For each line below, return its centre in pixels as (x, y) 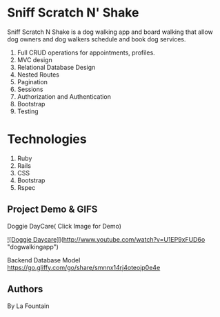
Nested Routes (38, 75)
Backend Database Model (44, 260)
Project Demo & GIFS (52, 210)
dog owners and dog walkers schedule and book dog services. (97, 39)
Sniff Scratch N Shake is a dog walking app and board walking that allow (110, 32)
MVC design (35, 59)
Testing (28, 111)
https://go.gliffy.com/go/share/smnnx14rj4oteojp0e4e (84, 267)
